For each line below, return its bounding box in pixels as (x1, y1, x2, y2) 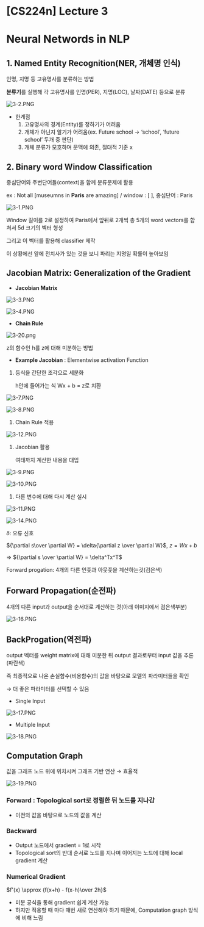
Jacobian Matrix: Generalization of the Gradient (6, 268, 191, 278)
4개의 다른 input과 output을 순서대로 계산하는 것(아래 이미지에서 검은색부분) (6, 603, 188, 610)
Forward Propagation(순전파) (6, 586, 117, 596)
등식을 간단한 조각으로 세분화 (15, 369, 84, 376)
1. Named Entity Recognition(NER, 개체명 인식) (6, 58, 181, 68)
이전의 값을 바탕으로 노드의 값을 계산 (15, 811, 102, 818)
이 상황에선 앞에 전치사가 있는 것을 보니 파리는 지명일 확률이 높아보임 (6, 250, 169, 257)
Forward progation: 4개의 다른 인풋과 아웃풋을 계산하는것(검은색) (6, 566, 163, 573)
